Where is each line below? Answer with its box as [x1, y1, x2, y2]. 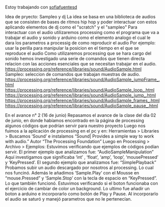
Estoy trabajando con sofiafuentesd [5, 4, 78, 10]
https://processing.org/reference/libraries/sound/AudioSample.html [5, 66, 142, 72]
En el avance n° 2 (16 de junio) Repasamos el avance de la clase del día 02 [5, 112, 156, 118]
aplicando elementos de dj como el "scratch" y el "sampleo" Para [5, 24, 137, 30]
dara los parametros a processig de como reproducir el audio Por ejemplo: [5, 40, 156, 46]
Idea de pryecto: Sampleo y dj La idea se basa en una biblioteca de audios [5, 14, 156, 19]
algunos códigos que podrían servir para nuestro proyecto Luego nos [5, 123, 146, 129]
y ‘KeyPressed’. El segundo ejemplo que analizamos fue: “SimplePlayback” [5, 160, 156, 165]
